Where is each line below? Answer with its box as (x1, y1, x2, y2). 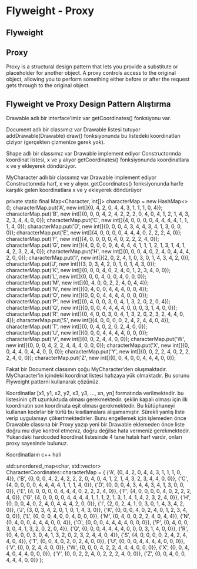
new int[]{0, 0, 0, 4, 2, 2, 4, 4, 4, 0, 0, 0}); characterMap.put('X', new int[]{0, (6, 342, 189, 349)
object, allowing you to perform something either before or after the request (6, 75, 190, 83)
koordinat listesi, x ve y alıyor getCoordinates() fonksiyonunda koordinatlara (6, 156, 189, 163)
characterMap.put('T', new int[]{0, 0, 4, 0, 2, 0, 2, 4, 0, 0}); (6, 323, 148, 330)
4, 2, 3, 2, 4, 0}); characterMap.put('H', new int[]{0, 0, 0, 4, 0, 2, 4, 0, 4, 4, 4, (6, 248, 191, 255)
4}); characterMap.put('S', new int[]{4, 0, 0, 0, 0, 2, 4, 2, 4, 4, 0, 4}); (6, 317, 171, 324)
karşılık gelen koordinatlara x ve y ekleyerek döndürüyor (6, 187, 142, 194)
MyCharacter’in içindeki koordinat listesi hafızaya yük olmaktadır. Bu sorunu (6, 372, 190, 379)
